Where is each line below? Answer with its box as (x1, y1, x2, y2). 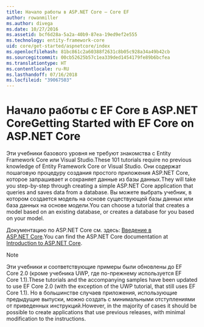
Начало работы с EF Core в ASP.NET (6, 103, 199, 117)
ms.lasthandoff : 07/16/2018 (6, 72, 78, 78)
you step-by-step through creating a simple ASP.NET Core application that (6, 182, 194, 189)
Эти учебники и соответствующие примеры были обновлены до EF (6, 263, 183, 271)
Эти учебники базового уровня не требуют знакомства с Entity (6, 150, 172, 157)
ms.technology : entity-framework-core (6, 37, 105, 43)
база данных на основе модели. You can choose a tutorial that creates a (6, 202, 190, 209)
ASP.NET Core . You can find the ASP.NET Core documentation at (6, 233, 169, 240)
